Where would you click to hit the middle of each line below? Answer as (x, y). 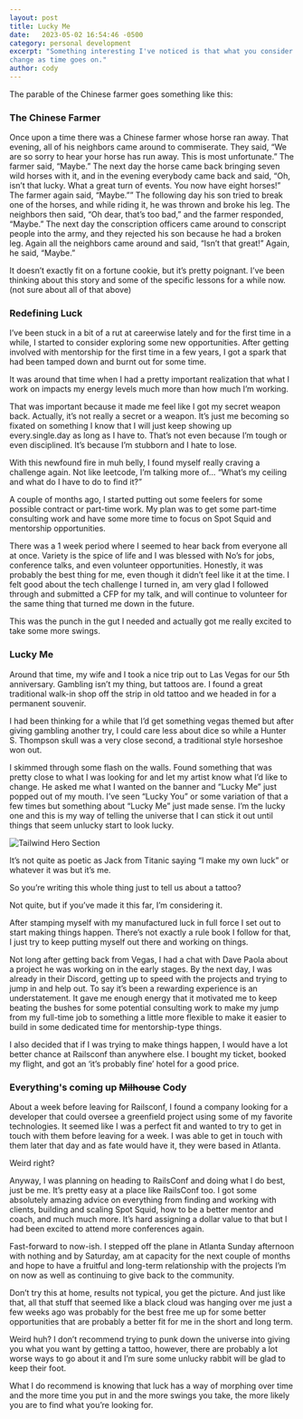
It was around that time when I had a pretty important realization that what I (149, 379)
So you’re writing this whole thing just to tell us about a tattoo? (125, 887)
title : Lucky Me (40, 26)
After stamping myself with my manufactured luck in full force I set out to (145, 922)
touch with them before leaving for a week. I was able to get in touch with (146, 1136)
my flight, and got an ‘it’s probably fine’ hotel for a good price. (124, 1064)
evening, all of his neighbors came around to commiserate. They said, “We (148, 147)
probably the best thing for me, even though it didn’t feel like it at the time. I (149, 575)
